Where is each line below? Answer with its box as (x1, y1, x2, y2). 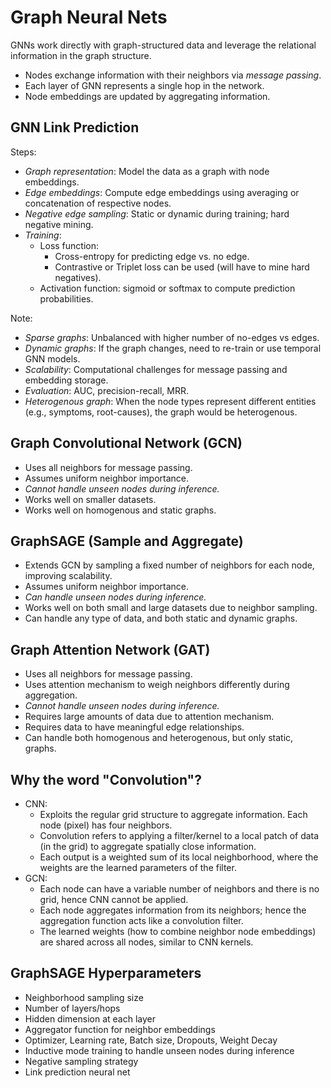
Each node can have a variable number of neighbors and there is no (39, 883, 320, 895)
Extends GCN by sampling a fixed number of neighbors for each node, (24, 559, 315, 571)
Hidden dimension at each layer (24, 1012, 156, 1025)
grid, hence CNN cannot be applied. (39, 894, 189, 905)
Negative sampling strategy (24, 1055, 139, 1067)
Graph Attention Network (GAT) (10, 641, 211, 658)
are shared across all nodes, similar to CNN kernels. (39, 936, 254, 948)
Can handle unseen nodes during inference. (24, 591, 207, 603)
